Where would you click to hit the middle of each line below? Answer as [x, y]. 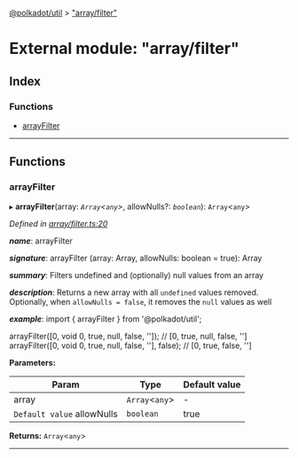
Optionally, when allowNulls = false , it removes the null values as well [141, 301]
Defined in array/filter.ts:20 [59, 223]
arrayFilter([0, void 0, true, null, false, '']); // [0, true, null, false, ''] [128, 336]
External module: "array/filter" [124, 49]
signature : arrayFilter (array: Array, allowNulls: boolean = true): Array [136, 258]
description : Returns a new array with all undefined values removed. [134, 292]
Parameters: [32, 362]
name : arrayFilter [41, 241]
